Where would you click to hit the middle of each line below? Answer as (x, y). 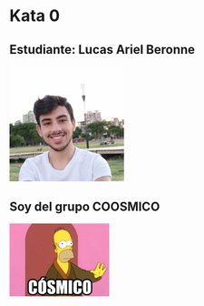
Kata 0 (35, 16)
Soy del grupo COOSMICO (85, 206)
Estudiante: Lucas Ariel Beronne (102, 50)
